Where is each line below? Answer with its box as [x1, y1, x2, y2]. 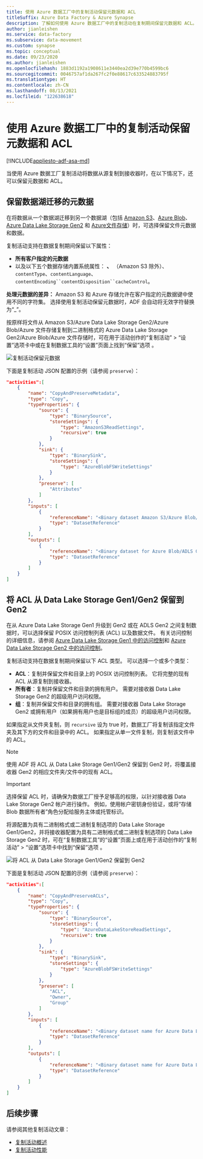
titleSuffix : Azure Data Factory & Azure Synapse [6, 15, 134, 21]
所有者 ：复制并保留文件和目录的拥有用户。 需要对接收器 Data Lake [14, 685, 181, 692]
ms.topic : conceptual [6, 49, 61, 55]
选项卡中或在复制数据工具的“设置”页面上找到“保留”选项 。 [14, 341, 157, 349]
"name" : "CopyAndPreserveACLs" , [28, 893, 110, 899]
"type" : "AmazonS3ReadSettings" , [60, 424, 145, 431]
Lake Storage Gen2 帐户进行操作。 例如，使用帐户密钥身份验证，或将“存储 [6, 800, 192, 807]
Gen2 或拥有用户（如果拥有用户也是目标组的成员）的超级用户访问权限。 [14, 708, 195, 715]
